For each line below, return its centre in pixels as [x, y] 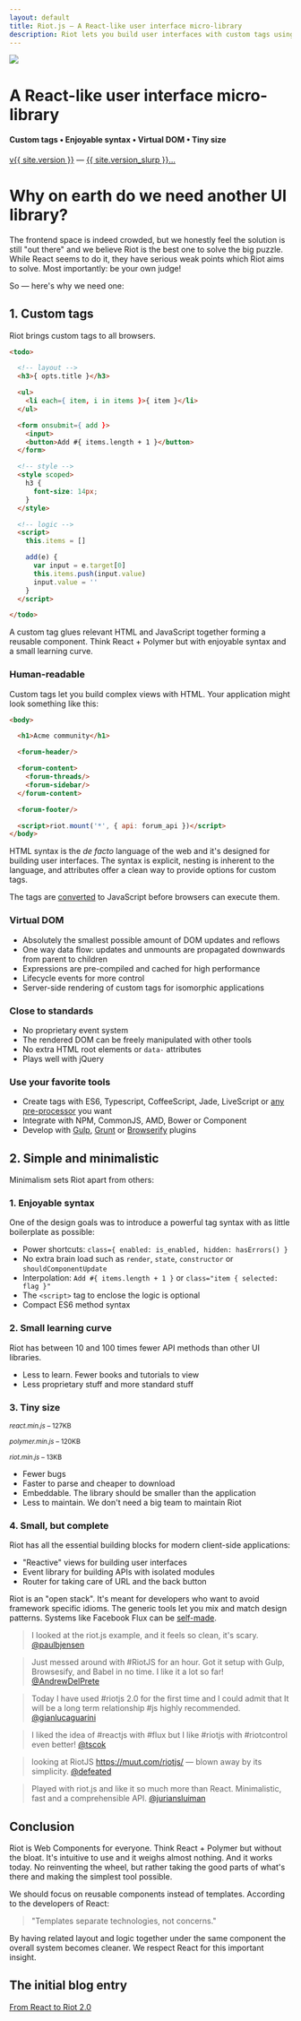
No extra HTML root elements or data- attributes [112, 1049]
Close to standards [52, 1011]
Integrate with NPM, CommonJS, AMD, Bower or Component [134, 1120]
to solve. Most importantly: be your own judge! [95, 268]
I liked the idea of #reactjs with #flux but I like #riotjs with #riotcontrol [159, 1735]
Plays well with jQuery [63, 1058]
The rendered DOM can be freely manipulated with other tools [137, 1040]
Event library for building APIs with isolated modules [118, 1572]
